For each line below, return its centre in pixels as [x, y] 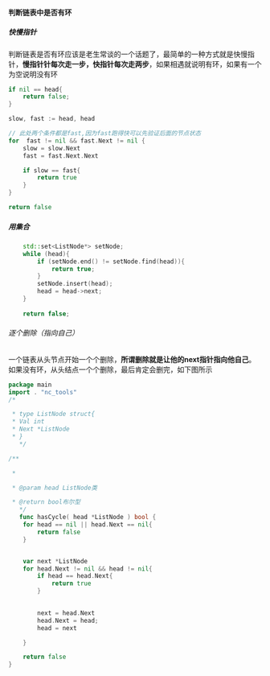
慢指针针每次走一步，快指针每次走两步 [86, 64]
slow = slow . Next [52, 148]
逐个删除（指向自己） [43, 333]
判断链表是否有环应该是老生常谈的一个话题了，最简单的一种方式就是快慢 [128, 54]
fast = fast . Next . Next [61, 156]
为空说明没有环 [33, 74]
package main [30, 385]
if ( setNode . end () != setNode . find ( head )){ [111, 262]
